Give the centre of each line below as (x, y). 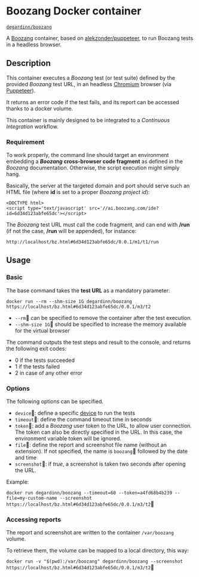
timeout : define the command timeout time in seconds (83, 419)
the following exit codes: (36, 348)
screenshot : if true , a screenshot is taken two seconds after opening (100, 464)
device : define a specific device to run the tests (75, 413)
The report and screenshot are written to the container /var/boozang (90, 533)
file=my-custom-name (32, 499)
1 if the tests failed (37, 366)
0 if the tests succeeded (45, 360)
